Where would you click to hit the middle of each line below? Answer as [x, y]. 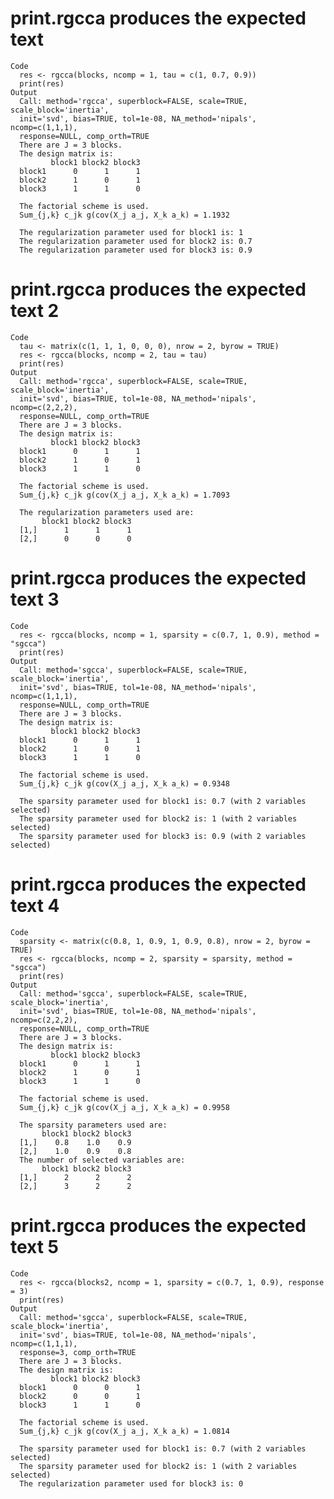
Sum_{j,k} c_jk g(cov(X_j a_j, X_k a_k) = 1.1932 [124, 215]
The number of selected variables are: [102, 1160]
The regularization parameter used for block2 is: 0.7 [136, 241]
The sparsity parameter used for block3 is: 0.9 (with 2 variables [163, 836]
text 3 [35, 599]
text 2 [35, 311]
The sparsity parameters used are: [93, 1125]
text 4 [35, 906]
